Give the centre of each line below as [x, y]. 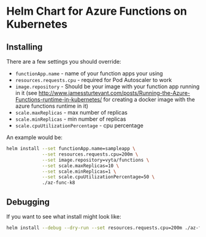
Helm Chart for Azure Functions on [97, 11]
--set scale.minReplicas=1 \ [79, 171]
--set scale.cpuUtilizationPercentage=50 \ [98, 177]
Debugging [28, 202]
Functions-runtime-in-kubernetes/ [59, 100]
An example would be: [35, 137]
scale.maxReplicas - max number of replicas [71, 112]
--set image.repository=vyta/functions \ [96, 160]
